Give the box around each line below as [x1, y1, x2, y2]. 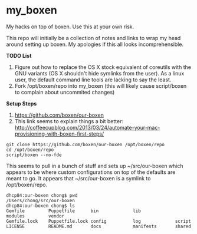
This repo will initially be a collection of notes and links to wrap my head [6, 34, 181, 41]
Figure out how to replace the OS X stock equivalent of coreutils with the [14, 63, 192, 71]
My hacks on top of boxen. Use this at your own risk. [6, 23, 134, 30]
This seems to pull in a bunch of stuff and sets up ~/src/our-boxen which [6, 162, 184, 169]
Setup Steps [6, 100, 37, 107]
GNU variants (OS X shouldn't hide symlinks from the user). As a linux [14, 70, 185, 77]
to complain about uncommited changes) [14, 88, 115, 95]
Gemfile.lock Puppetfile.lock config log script [6, 218, 192, 224]
